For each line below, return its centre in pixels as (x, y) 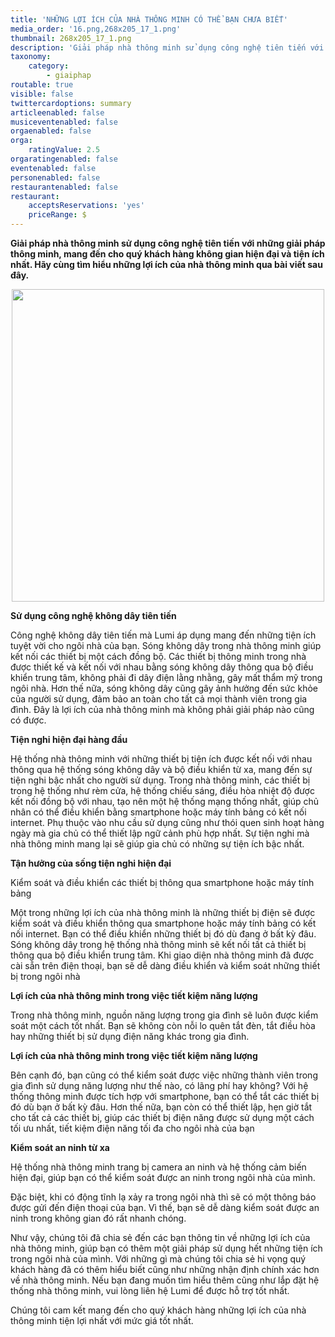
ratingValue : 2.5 (64, 150)
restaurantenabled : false (64, 187)
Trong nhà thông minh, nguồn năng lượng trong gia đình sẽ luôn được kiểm (164, 1015)
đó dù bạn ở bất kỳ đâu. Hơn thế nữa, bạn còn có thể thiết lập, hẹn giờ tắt (161, 1107)
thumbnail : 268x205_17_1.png (71, 38)
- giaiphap (69, 76)
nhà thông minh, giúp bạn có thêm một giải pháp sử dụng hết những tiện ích (166, 1248)
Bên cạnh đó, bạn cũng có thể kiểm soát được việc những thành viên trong (164, 1075)
